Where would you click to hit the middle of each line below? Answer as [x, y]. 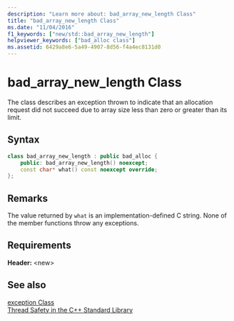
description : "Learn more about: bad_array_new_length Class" [102, 14]
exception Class [31, 302]
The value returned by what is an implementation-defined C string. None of [117, 215]
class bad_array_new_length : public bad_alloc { [83, 156]
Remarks [28, 198]
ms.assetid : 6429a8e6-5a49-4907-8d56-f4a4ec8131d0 [84, 47]
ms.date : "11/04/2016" [41, 27]
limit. [15, 117]
